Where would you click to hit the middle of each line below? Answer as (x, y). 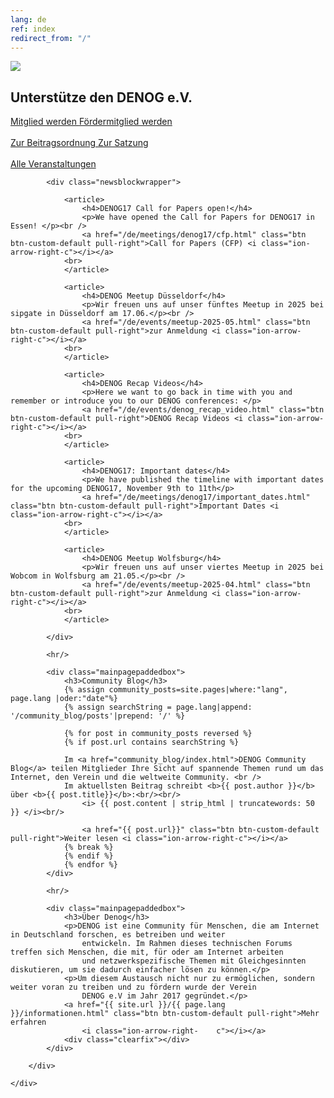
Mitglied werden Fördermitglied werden (91, 122)
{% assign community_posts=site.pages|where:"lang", (175, 690)
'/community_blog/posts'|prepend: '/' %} (98, 716)
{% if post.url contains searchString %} (151, 742)
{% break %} (88, 847)
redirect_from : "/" (51, 38)
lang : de (28, 19)
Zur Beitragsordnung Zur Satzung (79, 143)
